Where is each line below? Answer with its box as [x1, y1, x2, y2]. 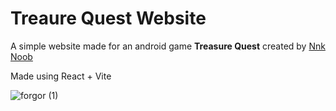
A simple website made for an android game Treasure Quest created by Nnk [10, 40, 326, 52]
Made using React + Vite [10, 70, 112, 82]
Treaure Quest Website [10, 7, 207, 30]
